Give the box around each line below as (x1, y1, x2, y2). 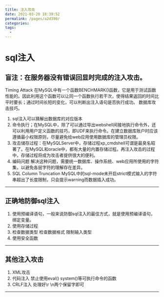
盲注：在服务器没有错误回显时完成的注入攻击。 (5, 73, 146, 81)
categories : (5, 20, 29, 26)
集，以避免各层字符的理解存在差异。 (12, 164, 85, 170)
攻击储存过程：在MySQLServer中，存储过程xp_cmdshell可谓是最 (12, 140, 143, 146)
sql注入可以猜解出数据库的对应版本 (12, 116, 83, 121)
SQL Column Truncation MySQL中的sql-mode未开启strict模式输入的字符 (12, 171, 157, 176)
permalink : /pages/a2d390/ (5, 16, 60, 21)
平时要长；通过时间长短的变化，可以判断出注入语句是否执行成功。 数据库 (5, 99, 152, 105)
